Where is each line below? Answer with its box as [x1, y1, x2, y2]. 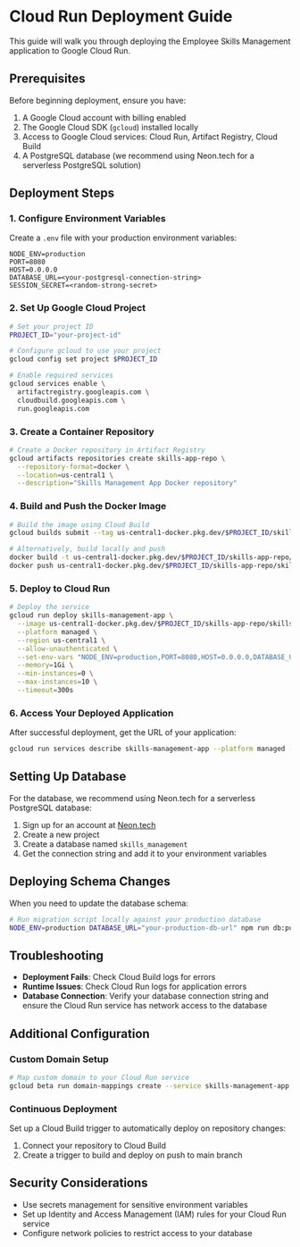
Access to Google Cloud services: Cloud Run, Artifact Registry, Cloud [21, 131, 279, 142]
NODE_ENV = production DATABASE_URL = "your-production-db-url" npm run [9, 923, 270, 933]
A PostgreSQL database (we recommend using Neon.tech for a [21, 150, 254, 161]
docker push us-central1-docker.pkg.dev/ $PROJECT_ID [9, 561, 210, 571]
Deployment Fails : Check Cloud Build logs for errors [21, 972, 216, 983]
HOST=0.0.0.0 [9, 265, 58, 274]
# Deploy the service [9, 603, 90, 612]
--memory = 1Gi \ [17, 661, 74, 670]
